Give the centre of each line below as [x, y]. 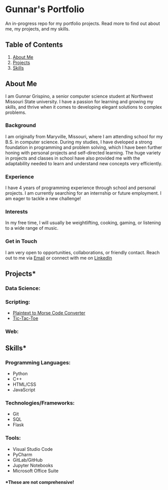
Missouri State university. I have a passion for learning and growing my [79, 101]
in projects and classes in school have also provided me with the [73, 158]
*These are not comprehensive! [40, 482]
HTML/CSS [24, 384]
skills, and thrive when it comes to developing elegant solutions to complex [84, 107]
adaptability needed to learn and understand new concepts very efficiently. [84, 163]
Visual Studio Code [33, 449]
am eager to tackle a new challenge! [43, 199]
